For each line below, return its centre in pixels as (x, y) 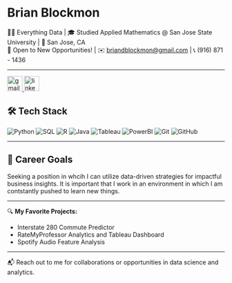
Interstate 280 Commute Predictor (66, 227)
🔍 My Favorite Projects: (42, 211)
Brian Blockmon (54, 13)
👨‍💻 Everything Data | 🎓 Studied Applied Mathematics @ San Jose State (110, 32)
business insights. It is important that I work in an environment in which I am (115, 184)
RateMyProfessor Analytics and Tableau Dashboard (90, 234)
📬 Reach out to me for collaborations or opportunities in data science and (113, 262)
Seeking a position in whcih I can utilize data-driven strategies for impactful (115, 176)
